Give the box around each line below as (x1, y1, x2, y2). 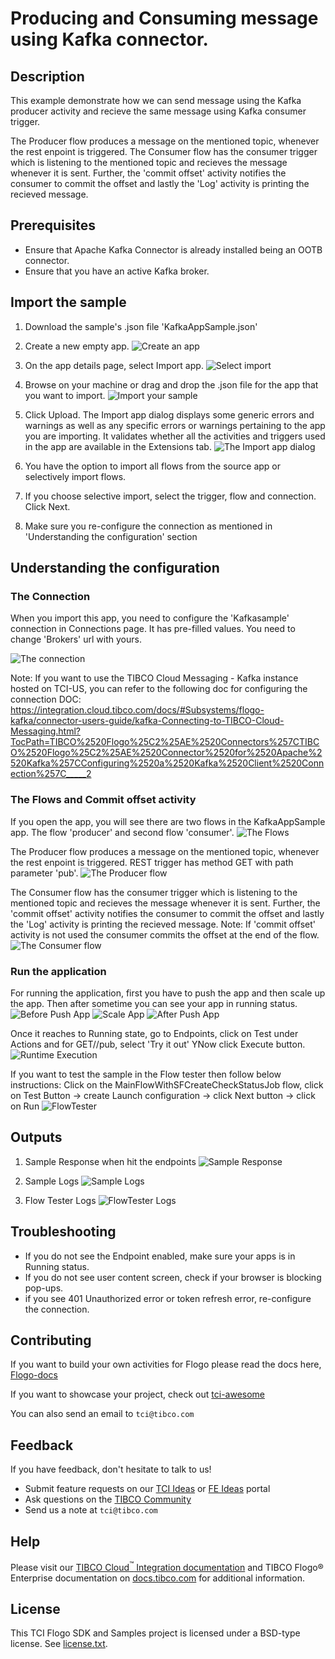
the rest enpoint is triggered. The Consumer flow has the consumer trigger (10, 146, 318, 157)
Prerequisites (10, 217, 96, 234)
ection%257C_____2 (10, 768, 92, 780)
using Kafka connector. (10, 28, 209, 51)
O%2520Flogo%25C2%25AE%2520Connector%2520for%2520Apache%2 (10, 747, 323, 759)
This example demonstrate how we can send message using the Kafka (10, 95, 302, 106)
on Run (10, 1100, 40, 1112)
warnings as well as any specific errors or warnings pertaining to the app (24, 419, 326, 431)
